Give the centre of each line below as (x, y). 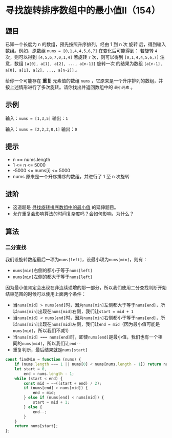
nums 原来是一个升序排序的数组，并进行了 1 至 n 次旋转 (71, 176)
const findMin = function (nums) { (43, 360)
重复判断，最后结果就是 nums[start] (50, 350)
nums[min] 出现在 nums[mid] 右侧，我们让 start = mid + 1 (76, 311)
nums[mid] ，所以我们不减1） (42, 330)
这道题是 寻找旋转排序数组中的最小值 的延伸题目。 (66, 207)
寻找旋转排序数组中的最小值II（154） (83, 11)
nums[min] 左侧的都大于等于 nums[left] (52, 277)
